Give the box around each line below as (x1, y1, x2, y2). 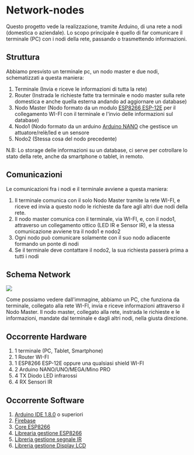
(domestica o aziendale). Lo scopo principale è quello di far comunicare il (6, 29, 183, 36)
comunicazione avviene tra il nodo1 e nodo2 (14, 228, 121, 235)
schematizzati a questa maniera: (6, 74, 84, 81)
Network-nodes (6, 4, 85, 17)
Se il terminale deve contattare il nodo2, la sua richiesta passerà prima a (14, 247, 189, 254)
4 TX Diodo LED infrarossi (14, 372, 78, 379)
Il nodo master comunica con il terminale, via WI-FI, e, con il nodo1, (14, 215, 176, 223)
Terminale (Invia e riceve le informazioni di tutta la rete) (14, 85, 147, 93)
